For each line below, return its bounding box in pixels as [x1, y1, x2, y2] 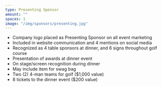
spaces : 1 [5, 16, 26, 21]
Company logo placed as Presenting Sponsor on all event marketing [12, 35, 153, 41]
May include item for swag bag [12, 66, 76, 72]
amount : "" [5, 12, 28, 17]
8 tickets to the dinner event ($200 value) [12, 77, 98, 83]
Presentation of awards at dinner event [12, 55, 93, 62]
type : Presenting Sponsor [5, 7, 59, 12]
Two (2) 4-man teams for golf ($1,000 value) [12, 71, 104, 77]
